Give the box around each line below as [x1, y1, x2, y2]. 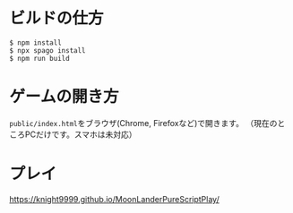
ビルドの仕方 [9, 8, 105, 29]
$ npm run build [9, 54, 70, 63]
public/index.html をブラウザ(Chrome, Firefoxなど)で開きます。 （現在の [9, 117, 278, 128]
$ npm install [9, 38, 63, 47]
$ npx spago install [9, 46, 87, 55]
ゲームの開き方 [9, 87, 119, 107]
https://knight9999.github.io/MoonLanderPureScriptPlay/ [9, 193, 220, 204]
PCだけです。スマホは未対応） [24, 129, 137, 140]
